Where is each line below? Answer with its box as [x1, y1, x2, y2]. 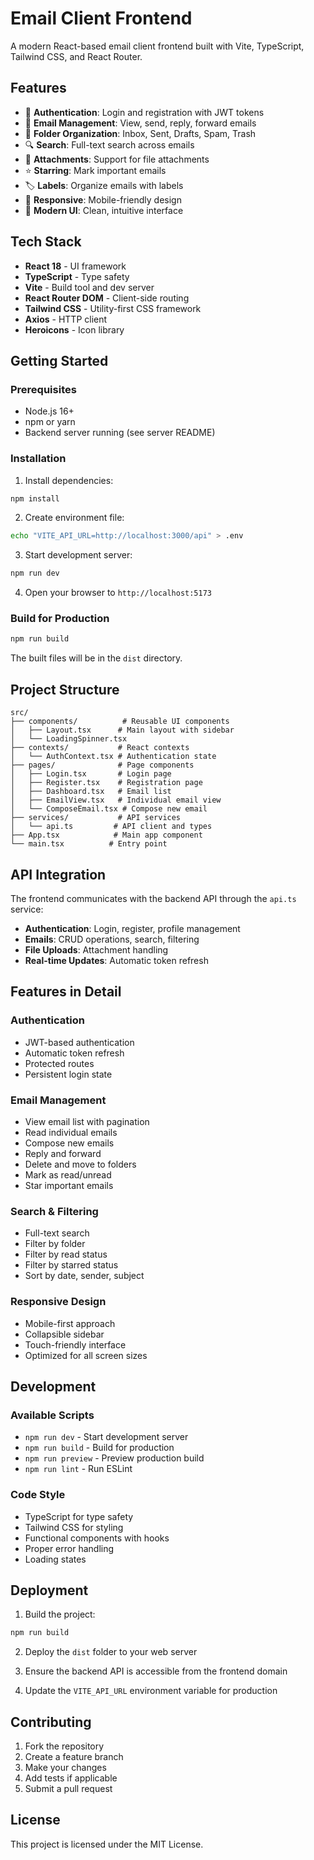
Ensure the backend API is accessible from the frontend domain [24, 1665, 288, 1677]
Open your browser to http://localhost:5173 [24, 587, 213, 599]
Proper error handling [24, 1542, 115, 1554]
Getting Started [10, 352, 109, 369]
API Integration [10, 866, 107, 883]
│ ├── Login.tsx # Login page [10, 769, 172, 779]
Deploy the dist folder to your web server [24, 1646, 198, 1658]
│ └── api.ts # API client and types [10, 822, 213, 832]
